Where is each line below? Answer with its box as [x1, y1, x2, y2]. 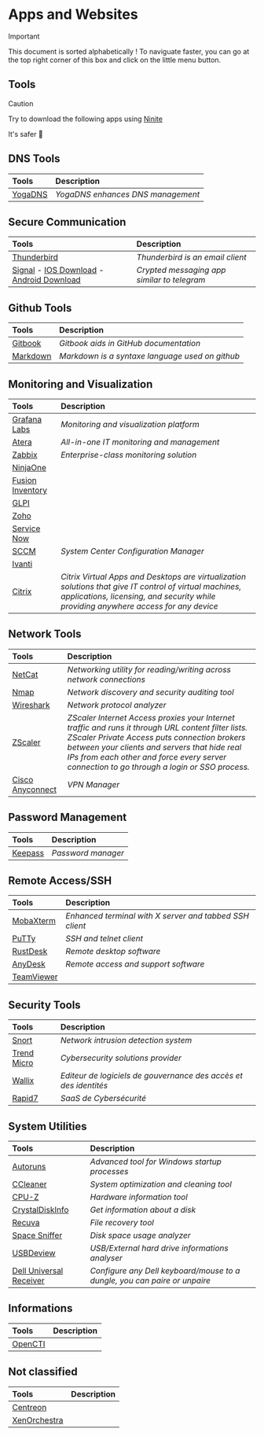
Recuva [12, 1217, 40, 1228]
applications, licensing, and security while [60, 591, 216, 602]
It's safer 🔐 [8, 129, 43, 138]
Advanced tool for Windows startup [90, 1156, 222, 1167]
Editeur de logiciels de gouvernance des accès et [60, 1070, 244, 1081]
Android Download [12, 274, 81, 285]
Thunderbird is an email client [136, 252, 247, 263]
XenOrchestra [12, 1414, 64, 1425]
